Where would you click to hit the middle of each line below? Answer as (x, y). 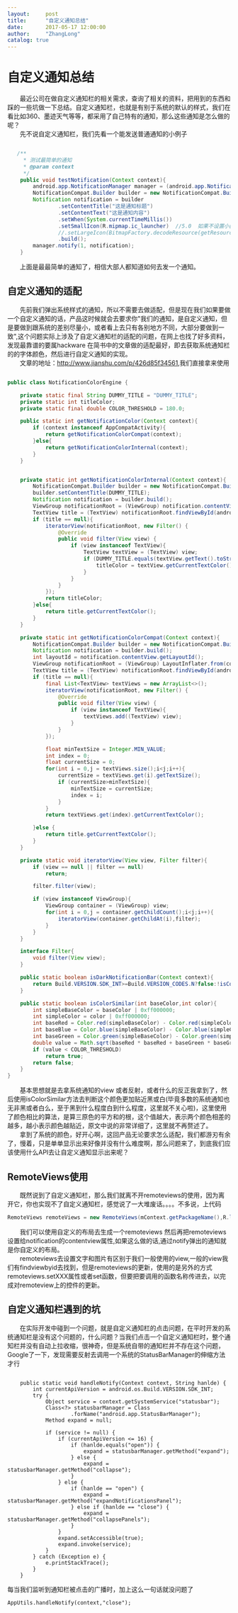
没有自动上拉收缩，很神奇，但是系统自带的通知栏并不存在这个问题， (125, 1345)
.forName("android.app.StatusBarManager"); (136, 1414)
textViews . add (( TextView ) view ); (132, 716)
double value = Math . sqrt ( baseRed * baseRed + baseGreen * (122, 1042)
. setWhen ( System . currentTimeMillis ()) (115, 219)
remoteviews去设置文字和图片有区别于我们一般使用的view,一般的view (121, 1258)
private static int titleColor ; (68, 402)
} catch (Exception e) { (69, 1556)
